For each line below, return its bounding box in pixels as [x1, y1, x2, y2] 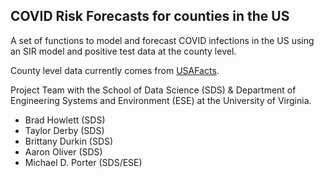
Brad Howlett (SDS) [24, 114, 106, 126]
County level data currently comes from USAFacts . [10, 64, 220, 76]
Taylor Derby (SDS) [24, 124, 105, 136]
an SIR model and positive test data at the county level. [10, 45, 237, 57]
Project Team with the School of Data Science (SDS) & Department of [10, 84, 297, 96]
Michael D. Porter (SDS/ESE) [24, 156, 143, 168]
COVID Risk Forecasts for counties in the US [10, 8, 290, 25]
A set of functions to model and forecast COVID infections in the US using [10, 34, 315, 46]
